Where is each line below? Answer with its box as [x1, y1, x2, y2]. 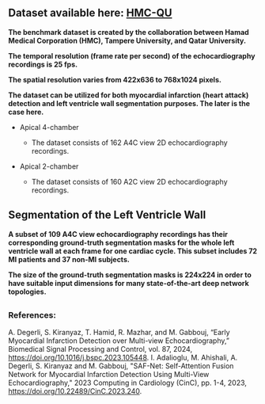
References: [8, 310, 57, 321]
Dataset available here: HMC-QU [8, 6, 172, 20]
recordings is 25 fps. [8, 59, 78, 69]
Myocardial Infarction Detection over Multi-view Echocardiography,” [8, 336, 229, 345]
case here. [8, 107, 44, 116]
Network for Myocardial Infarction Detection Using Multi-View [8, 370, 210, 379]
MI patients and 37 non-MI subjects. [8, 254, 131, 264]
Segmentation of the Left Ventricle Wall [8, 208, 206, 222]
